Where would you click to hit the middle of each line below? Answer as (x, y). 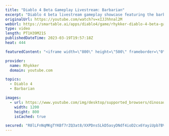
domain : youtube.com (31, 70)
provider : (16, 61)
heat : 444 (16, 43)
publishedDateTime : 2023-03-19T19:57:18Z (49, 38)
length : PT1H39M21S (26, 33)
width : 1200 (27, 107)
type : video (18, 29)
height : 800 (27, 112)
